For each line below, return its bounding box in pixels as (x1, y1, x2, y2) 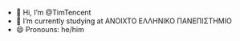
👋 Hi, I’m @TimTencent (15, 8, 92, 17)
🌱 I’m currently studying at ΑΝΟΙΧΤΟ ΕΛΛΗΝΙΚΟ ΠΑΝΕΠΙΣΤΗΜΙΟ (15, 16, 233, 26)
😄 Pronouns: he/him (15, 25, 84, 34)
